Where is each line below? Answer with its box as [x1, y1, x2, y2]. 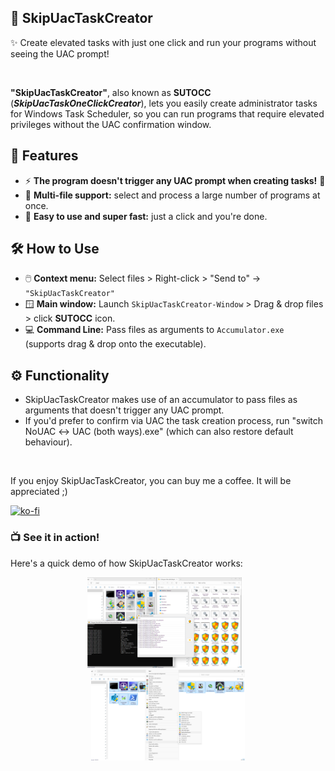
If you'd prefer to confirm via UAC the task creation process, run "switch [24, 415, 324, 427]
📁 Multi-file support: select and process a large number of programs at [24, 189, 321, 201]
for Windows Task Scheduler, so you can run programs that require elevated [10, 107, 325, 120]
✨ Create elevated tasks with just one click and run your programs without [10, 36, 317, 48]
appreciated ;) [10, 486, 68, 498]
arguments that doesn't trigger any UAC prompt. [24, 404, 225, 416]
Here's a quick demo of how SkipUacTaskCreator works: [10, 557, 243, 569]
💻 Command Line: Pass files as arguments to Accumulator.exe [24, 324, 285, 336]
